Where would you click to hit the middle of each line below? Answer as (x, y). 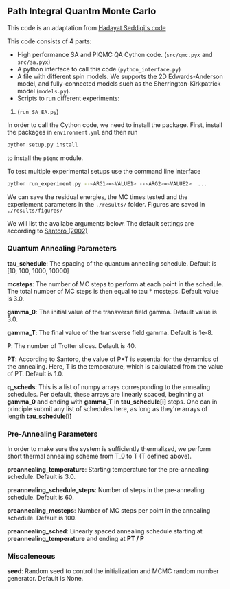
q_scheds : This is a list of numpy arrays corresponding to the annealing (109, 386)
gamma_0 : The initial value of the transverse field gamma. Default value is (112, 312)
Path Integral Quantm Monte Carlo (82, 11)
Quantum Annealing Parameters (62, 249)
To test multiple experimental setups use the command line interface (104, 171)
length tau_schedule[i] (39, 416)
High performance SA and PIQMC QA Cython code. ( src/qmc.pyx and (115, 54)
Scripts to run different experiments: (68, 98)
